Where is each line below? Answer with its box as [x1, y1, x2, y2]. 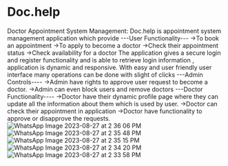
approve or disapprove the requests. [7, 114, 111, 122]
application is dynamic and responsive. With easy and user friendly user [7, 63, 212, 71]
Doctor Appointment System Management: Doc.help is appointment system [7, 27, 222, 35]
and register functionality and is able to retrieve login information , [7, 56, 194, 64]
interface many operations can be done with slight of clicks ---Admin [7, 70, 203, 79]
